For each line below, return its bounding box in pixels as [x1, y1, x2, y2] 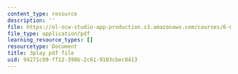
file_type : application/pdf [7, 30, 91, 37]
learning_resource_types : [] [7, 37, 93, 44]
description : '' [7, 17, 55, 24]
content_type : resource [7, 10, 78, 18]
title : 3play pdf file [7, 50, 74, 57]
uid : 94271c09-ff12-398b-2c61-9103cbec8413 [7, 56, 138, 63]
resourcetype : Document [7, 43, 78, 50]
